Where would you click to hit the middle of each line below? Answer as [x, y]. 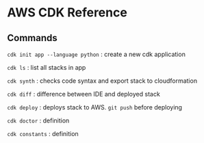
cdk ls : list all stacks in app [47, 67]
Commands [33, 38]
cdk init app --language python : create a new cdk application [97, 54]
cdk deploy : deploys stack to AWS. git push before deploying [95, 107]
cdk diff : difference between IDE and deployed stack [84, 94]
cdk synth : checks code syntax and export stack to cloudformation [102, 81]
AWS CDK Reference [67, 13]
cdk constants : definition [43, 134]
